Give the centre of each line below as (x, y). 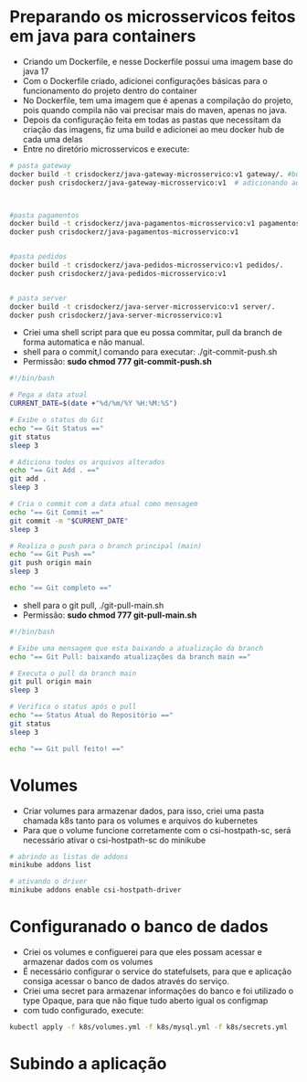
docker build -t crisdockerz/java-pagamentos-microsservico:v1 (132, 224)
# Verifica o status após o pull (73, 707)
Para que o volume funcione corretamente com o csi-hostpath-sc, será (157, 830)
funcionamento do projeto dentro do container (110, 90)
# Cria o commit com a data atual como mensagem (104, 504)
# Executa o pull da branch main (73, 674)
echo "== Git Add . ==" (55, 471)
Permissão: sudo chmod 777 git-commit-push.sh (117, 362)
